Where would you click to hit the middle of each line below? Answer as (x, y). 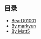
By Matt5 (20, 31)
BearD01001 (23, 20)
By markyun (23, 26)
